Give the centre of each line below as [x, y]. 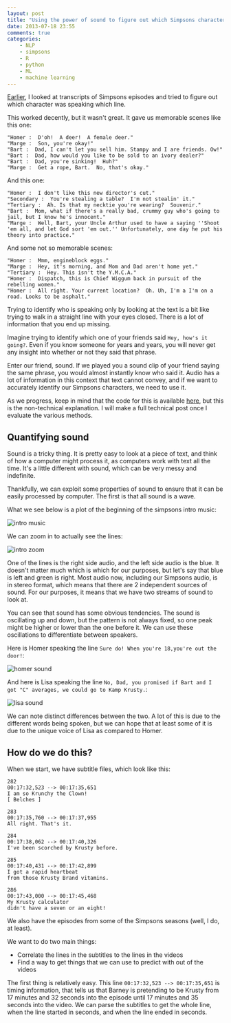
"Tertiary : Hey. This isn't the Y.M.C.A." [72, 273]
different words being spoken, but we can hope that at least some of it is [110, 724]
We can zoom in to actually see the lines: [65, 536]
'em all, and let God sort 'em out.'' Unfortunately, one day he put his [115, 229]
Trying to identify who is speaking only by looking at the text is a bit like [108, 310]
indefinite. [21, 476]
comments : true [29, 33]
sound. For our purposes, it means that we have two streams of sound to [110, 592]
